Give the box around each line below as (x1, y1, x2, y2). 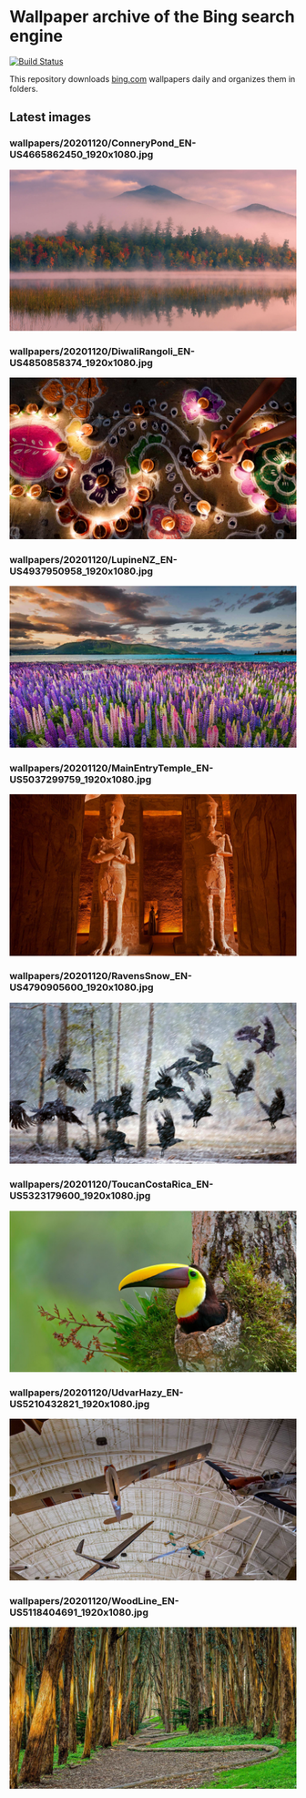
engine (9, 26, 64, 46)
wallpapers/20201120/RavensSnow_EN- (9, 970, 193, 983)
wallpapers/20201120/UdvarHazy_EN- (9, 1386, 184, 1399)
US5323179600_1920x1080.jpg (9, 1190, 151, 1202)
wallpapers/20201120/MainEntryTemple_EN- (9, 761, 214, 774)
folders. (9, 83, 38, 94)
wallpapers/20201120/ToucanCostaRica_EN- (9, 1178, 214, 1190)
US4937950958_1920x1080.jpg (9, 565, 153, 577)
